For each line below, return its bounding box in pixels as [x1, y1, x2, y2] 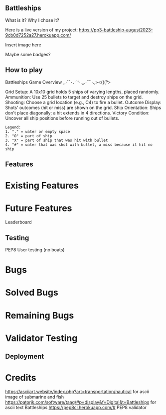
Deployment [5, 352, 44, 361]
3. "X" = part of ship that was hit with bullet [5, 138, 108, 143]
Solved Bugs [5, 287, 58, 298]
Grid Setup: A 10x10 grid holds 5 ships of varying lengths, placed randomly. [5, 89, 160, 95]
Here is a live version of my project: [5, 27, 78, 33]
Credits [5, 372, 36, 384]
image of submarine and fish [5, 394, 64, 400]
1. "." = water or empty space [5, 129, 70, 134]
